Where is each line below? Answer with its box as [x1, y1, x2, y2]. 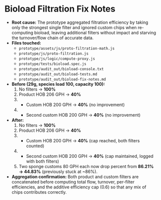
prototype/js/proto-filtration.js [18, 51, 89, 56]
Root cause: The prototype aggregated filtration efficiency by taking [11, 19, 148, 25]
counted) [26, 143, 45, 149]
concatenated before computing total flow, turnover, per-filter [11, 179, 135, 185]
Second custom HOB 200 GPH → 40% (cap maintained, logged [26, 153, 154, 159]
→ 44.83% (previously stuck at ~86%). [18, 169, 98, 174]
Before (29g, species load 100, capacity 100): [11, 81, 105, 87]
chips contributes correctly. [11, 189, 67, 195]
